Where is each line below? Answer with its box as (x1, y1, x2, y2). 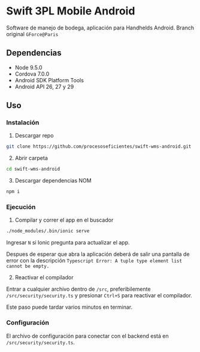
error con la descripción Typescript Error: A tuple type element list (6, 257, 183, 264)
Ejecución (6, 202, 36, 211)
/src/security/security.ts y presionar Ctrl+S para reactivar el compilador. (6, 292, 193, 299)
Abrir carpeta (14, 154, 48, 162)
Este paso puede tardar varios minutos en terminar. (6, 303, 133, 311)
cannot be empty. (6, 263, 50, 270)
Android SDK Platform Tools (14, 76, 84, 83)
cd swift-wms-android (6, 166, 60, 172)
